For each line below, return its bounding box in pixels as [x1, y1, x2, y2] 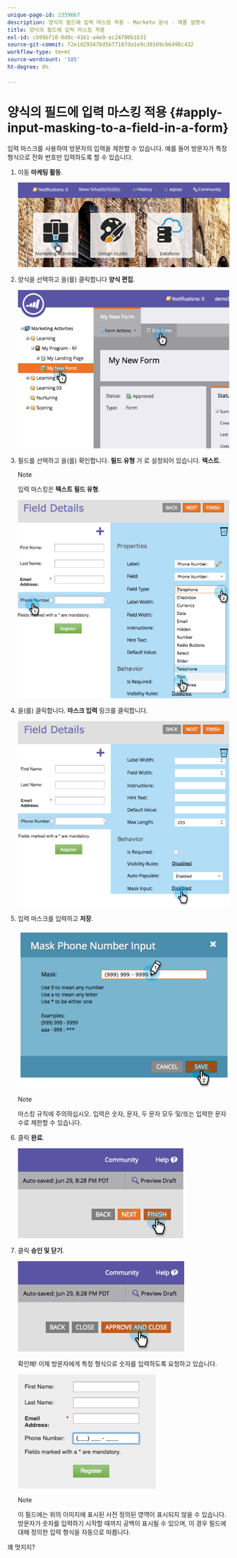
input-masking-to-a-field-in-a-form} [7, 120, 229, 135]
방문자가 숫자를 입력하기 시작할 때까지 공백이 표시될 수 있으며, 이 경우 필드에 [17, 1519, 227, 1527]
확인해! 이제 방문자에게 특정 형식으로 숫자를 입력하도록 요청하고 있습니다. [17, 1359, 217, 1368]
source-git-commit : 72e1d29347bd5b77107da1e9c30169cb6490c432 [7, 41, 194, 49]
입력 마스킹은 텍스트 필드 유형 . [17, 485, 100, 494]
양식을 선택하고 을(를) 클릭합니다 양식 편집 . [17, 275, 135, 284]
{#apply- [169, 104, 223, 120]
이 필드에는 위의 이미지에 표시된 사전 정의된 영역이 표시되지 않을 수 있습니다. [17, 1510, 227, 1519]
